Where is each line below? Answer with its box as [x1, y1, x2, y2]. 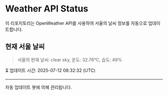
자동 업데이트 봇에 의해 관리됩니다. [5, 84, 72, 90]
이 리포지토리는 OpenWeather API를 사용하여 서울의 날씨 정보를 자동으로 [5, 20, 147, 26]
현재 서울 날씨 [5, 42, 45, 51]
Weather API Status [5, 3, 88, 14]
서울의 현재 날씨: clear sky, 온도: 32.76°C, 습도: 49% [17, 56, 122, 62]
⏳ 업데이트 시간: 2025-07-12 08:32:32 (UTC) [5, 67, 96, 73]
